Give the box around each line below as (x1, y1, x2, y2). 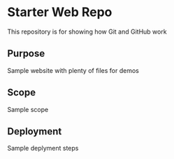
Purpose (7, 48, 45, 60)
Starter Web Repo (7, 4, 113, 20)
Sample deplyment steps (7, 144, 79, 153)
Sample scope (7, 105, 49, 113)
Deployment (7, 125, 62, 137)
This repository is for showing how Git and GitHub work (7, 27, 167, 36)
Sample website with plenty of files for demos (7, 66, 140, 74)
